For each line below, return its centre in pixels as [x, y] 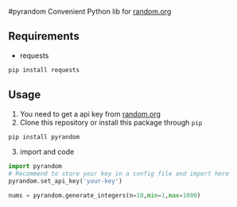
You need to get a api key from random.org [90, 113]
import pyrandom [35, 167]
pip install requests [44, 70]
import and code [47, 152]
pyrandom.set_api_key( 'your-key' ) [66, 182]
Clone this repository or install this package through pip [111, 122]
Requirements [44, 36]
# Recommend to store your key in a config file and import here [118, 174]
